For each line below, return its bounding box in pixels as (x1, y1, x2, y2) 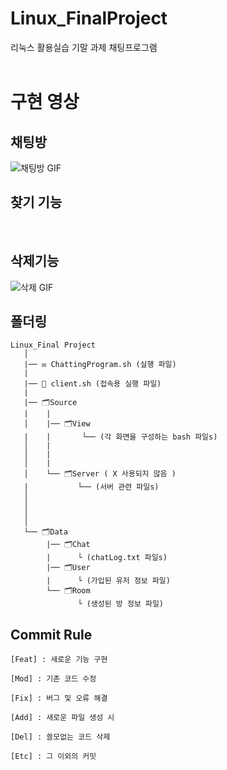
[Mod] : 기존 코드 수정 (10, 674, 97, 684)
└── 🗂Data (23, 527, 68, 537)
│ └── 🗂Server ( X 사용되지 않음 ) (23, 469, 177, 479)
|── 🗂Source (23, 398, 78, 408)
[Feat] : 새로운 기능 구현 (10, 655, 108, 665)
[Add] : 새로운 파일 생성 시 (10, 713, 115, 723)
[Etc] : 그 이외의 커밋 (10, 752, 97, 762)
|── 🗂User (46, 563, 91, 573)
